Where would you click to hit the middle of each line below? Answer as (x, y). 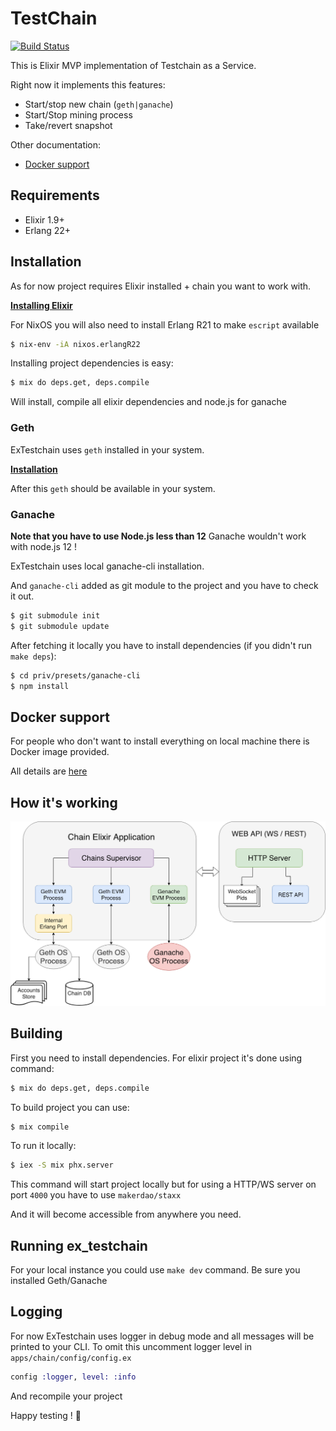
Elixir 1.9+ (44, 219)
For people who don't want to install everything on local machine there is (160, 741)
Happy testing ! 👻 (46, 1415)
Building (36, 1033)
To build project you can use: (70, 1107)
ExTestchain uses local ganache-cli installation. (107, 566)
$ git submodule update (60, 626)
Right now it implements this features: (88, 84)
